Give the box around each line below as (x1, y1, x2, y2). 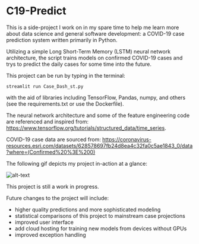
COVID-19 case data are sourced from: (6, 135, 101, 143)
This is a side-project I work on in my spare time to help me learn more (6, 24, 179, 31)
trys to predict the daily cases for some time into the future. (6, 61, 152, 68)
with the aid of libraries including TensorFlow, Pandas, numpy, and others (6, 94, 186, 101)
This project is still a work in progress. (6, 183, 99, 190)
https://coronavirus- (102, 135, 151, 143)
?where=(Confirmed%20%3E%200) (6, 148, 96, 156)
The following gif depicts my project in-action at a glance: (6, 160, 147, 167)
